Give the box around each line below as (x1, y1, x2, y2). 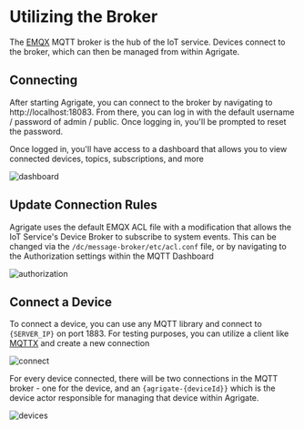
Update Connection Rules (9, 198, 157, 213)
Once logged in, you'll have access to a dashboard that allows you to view (9, 143, 288, 154)
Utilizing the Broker (9, 6, 158, 27)
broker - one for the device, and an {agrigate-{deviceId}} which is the (9, 383, 276, 393)
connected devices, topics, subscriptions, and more (9, 153, 205, 164)
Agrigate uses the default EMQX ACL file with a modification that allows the (9, 221, 292, 232)
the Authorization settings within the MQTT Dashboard (9, 250, 214, 261)
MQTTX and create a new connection (9, 338, 150, 349)
